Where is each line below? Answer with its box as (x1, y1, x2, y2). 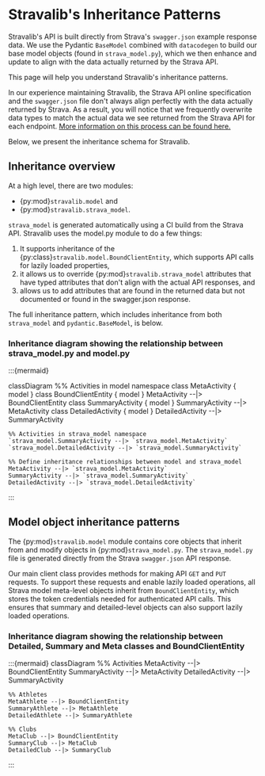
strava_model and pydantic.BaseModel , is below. (8, 318, 164, 327)
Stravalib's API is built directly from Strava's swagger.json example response (8, 32, 257, 41)
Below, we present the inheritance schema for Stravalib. (8, 136, 191, 146)
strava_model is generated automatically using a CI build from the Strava (8, 220, 244, 229)
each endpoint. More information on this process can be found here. (8, 121, 231, 131)
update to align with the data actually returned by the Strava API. (8, 57, 219, 67)
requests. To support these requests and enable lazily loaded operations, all (8, 577, 256, 587)
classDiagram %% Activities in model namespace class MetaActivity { (8, 381, 237, 391)
